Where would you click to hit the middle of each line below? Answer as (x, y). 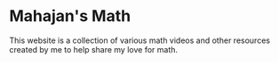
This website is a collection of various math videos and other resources (140, 40)
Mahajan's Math (70, 16)
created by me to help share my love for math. (94, 49)
